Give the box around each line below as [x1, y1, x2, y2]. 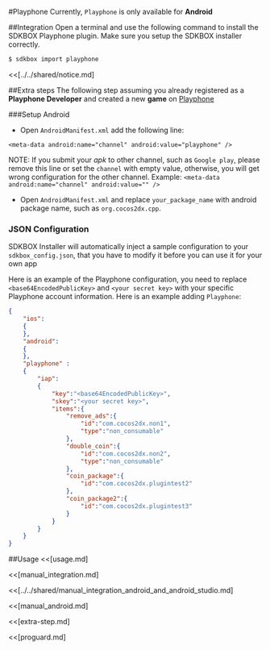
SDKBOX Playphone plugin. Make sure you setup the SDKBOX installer [8, 31, 243, 40]
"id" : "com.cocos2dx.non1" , [80, 419, 172, 428]
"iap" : [37, 375, 60, 383]
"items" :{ [51, 405, 85, 413]
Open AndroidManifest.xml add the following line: [19, 125, 185, 135]
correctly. [8, 40, 40, 49]
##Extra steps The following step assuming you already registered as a [8, 85, 244, 95]
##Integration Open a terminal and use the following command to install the [8, 23, 260, 31]
